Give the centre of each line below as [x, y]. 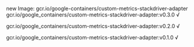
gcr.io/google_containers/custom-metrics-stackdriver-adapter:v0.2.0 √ [93, 26]
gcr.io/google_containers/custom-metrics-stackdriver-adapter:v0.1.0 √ [92, 37]
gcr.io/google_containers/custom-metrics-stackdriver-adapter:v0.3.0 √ [93, 15]
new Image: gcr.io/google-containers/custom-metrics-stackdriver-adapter [97, 9]
